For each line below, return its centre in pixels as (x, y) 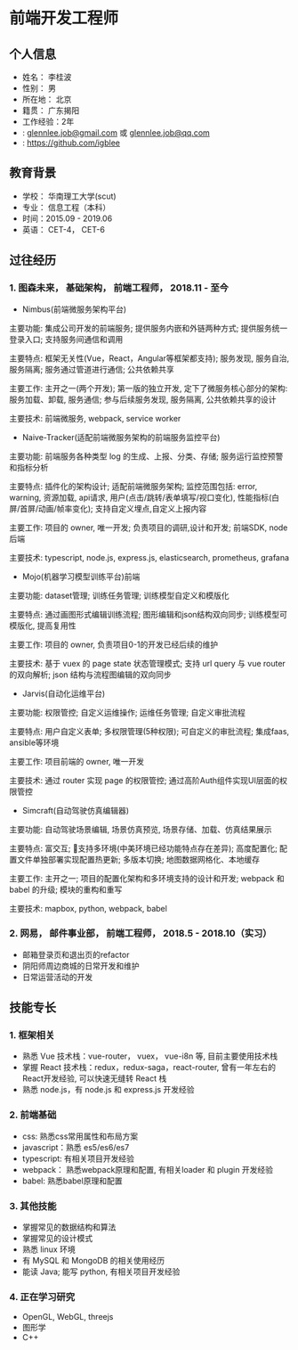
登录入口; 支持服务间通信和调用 (66, 339)
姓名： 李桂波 (47, 77)
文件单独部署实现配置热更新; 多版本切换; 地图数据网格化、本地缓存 (138, 859)
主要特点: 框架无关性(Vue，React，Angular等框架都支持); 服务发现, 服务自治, (149, 358)
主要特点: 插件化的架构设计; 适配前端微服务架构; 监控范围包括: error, (133, 486)
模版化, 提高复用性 (43, 626)
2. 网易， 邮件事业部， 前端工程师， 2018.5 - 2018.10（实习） (141, 934)
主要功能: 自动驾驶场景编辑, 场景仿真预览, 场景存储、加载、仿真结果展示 (141, 829)
